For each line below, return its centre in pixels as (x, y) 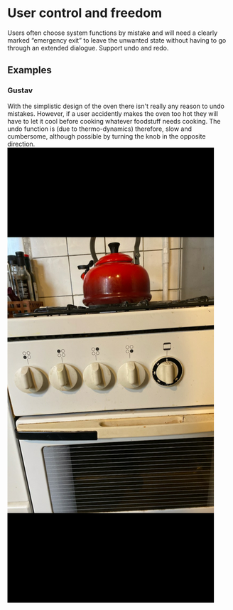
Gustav (20, 90)
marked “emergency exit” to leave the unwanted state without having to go (117, 40)
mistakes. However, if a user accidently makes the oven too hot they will (113, 113)
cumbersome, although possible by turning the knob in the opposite (107, 136)
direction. (21, 144)
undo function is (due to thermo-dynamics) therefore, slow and (100, 129)
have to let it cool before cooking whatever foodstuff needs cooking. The (114, 121)
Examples (29, 70)
